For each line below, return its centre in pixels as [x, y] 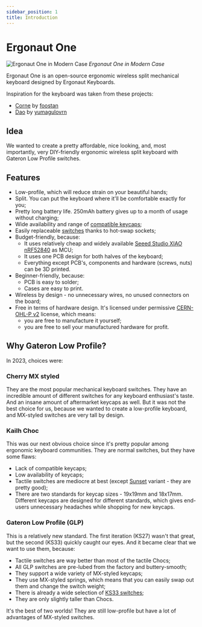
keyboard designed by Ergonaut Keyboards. [61, 82]
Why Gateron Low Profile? [56, 346]
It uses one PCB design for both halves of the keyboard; [93, 256]
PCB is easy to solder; [52, 282]
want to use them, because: [41, 548]
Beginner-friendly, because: [50, 276]
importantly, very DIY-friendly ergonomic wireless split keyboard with [92, 152]
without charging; [37, 218]
